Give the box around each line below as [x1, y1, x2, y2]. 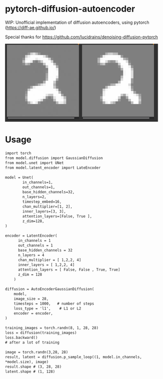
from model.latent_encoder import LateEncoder [5, 165, 101, 170]
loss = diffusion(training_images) [5, 330, 77, 335]
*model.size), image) [5, 359, 49, 364]
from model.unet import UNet [5, 160, 64, 165]
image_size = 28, [14, 296, 49, 301]
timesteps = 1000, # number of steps [14, 301, 95, 306]
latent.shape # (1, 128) [5, 369, 55, 374]
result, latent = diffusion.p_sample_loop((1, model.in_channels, [5, 354, 142, 360]
